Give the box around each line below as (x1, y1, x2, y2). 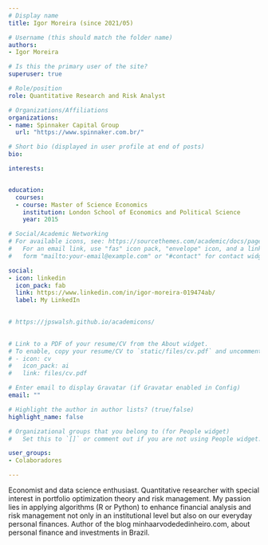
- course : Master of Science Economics (15, 201, 148, 209)
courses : (15, 193, 45, 202)
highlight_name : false (8, 413, 84, 421)
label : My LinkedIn (15, 296, 81, 304)
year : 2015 (22, 216, 59, 224)
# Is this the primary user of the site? (8, 63, 148, 71)
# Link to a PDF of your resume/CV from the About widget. (8, 339, 209, 347)
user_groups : (8, 449, 52, 457)
